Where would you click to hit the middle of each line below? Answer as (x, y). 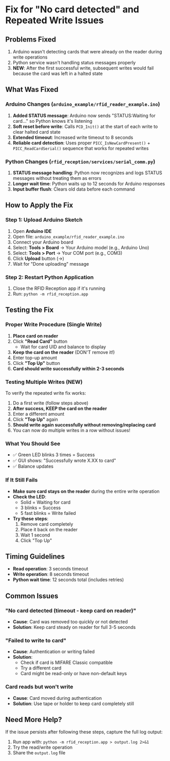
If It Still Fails (22, 480)
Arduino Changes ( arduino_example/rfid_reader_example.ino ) (83, 104)
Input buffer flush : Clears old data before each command (74, 189)
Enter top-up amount (35, 358)
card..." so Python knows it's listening (52, 121)
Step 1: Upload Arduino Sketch (44, 220)
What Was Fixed (32, 90)
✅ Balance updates (33, 467)
